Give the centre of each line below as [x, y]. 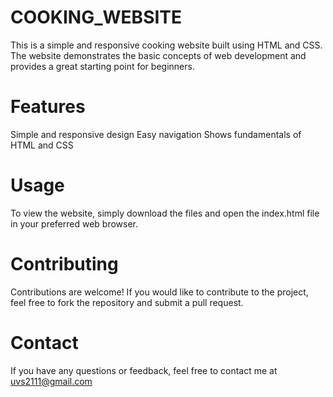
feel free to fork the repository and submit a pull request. [127, 302]
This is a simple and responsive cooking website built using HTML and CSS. [166, 45]
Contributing [64, 264]
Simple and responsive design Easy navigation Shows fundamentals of [156, 134]
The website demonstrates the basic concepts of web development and [158, 55]
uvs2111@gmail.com [51, 381]
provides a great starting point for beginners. [102, 66]
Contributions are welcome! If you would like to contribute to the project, [159, 292]
